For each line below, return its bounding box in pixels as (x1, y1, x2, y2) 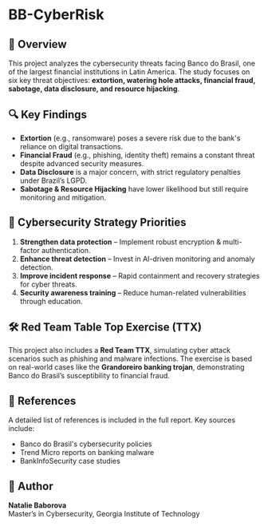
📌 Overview (8, 38, 67, 51)
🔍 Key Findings (8, 108, 88, 121)
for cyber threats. (19, 279, 77, 289)
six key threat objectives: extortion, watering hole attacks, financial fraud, (8, 76, 256, 85)
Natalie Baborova (8, 500, 67, 510)
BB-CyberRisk (8, 6, 105, 24)
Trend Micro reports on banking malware (19, 448, 155, 457)
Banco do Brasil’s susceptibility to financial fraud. (8, 371, 170, 381)
